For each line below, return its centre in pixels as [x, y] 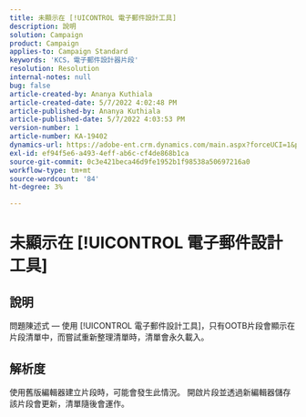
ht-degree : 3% [36, 188]
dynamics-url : [36, 145]
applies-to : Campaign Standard [69, 52]
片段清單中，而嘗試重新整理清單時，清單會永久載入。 [109, 337]
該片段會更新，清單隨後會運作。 [69, 403]
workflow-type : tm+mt [51, 170]
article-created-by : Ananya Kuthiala [81, 94]
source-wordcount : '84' [55, 178]
